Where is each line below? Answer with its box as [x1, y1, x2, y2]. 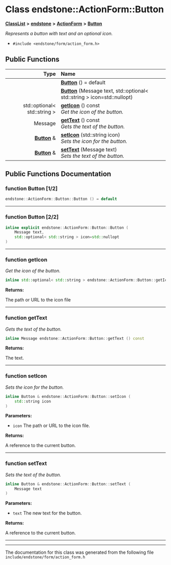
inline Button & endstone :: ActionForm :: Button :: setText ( [5, 481, 131, 486]
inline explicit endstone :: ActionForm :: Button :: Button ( [5, 225, 129, 230]
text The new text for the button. [12, 510, 82, 516]
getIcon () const [61, 102, 100, 109]
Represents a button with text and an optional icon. [5, 30, 113, 36]
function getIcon [5, 256, 47, 264]
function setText [5, 460, 47, 467]
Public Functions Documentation [5, 170, 111, 178]
